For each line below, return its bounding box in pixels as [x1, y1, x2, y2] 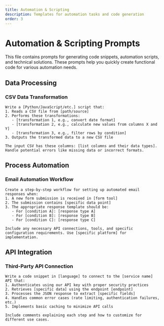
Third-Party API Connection [5, 263, 73, 269]
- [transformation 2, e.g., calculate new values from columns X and [11, 122, 158, 127]
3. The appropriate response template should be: [5, 204, 109, 210]
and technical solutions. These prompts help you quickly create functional [5, 59, 155, 65]
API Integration [5, 248, 53, 256]
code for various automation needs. [5, 65, 78, 71]
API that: [5, 278, 26, 284]
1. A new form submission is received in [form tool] [5, 196, 118, 201]
